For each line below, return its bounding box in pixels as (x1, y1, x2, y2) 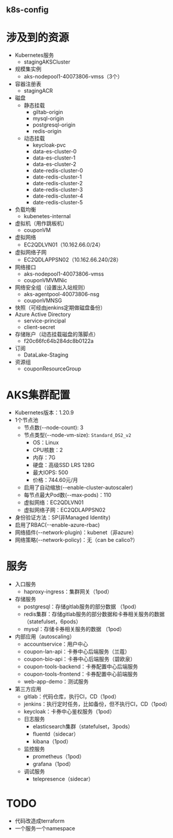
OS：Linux (32, 439, 59, 446)
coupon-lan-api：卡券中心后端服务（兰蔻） (23, 648, 130, 655)
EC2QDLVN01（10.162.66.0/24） (23, 241, 104, 248)
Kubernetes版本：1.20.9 (14, 409, 75, 416)
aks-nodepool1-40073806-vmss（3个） (23, 73, 123, 80)
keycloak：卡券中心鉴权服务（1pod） (23, 708, 115, 715)
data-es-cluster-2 (32, 161, 76, 168)
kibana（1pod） (32, 738, 72, 745)
